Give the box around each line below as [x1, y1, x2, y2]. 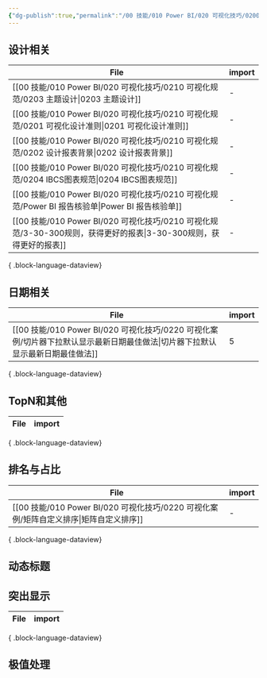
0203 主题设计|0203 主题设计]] [22, 94, 141, 105]
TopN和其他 [8, 394, 68, 407]
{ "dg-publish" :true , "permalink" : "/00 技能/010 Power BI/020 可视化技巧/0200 [8, 11, 260, 20]
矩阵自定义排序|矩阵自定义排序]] [22, 514, 144, 525]
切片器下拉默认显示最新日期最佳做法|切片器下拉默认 [22, 337, 217, 348]
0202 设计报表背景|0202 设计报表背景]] [22, 148, 173, 159]
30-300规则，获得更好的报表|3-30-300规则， [33, 228, 212, 239]
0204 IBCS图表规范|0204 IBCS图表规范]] [22, 174, 178, 185]
